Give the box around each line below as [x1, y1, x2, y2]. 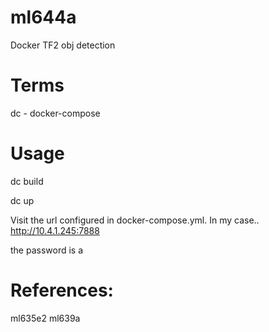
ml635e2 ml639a [10, 312, 81, 324]
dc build [10, 175, 44, 187]
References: [10, 279, 114, 301]
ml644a [10, 6, 77, 29]
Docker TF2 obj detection [10, 39, 116, 51]
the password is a [10, 244, 84, 256]
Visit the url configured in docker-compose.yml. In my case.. [10, 214, 260, 226]
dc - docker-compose [10, 107, 101, 119]
